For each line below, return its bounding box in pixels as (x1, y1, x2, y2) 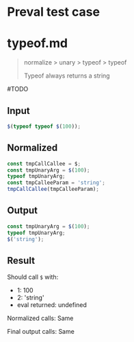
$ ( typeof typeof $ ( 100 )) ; (7, 123, 81, 130)
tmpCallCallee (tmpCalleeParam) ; (7, 186, 99, 193)
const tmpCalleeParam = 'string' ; (7, 179, 106, 186)
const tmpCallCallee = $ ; (7, 160, 81, 167)
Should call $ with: (7, 273, 59, 282)
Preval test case (7, 4, 100, 20)
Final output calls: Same (7, 328, 75, 336)
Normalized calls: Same (7, 314, 74, 323)
